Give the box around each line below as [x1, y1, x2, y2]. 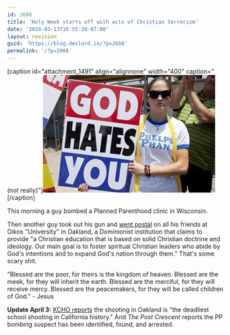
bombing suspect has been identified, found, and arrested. [7, 321, 174, 328]
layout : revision [7, 33, 57, 40]
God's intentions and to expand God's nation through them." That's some [7, 250, 215, 258]
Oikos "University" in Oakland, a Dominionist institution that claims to [7, 227, 203, 236]
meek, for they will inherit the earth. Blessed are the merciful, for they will [7, 278, 215, 285]
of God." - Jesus [7, 292, 54, 300]
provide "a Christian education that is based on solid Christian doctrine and [7, 235, 220, 243]
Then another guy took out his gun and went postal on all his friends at [7, 221, 208, 228]
